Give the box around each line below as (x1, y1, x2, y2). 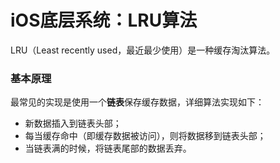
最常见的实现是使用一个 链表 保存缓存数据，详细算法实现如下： (10, 96, 265, 108)
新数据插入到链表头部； (24, 117, 122, 130)
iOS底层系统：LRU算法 (10, 9, 198, 32)
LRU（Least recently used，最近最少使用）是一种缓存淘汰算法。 (10, 44, 276, 56)
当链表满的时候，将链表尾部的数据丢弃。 (24, 142, 192, 155)
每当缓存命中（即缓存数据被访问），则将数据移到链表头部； (24, 130, 267, 142)
